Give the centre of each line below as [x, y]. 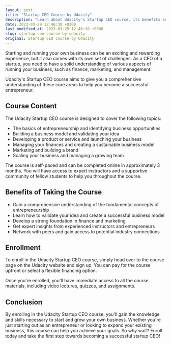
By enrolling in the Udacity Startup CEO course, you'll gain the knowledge [82, 314]
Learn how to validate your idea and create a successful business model [89, 215]
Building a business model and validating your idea [66, 134]
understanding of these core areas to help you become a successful [77, 84]
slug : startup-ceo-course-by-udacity [45, 34]
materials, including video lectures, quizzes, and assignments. [70, 286]
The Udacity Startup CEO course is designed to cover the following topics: [83, 118]
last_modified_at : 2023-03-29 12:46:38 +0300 [54, 29]
